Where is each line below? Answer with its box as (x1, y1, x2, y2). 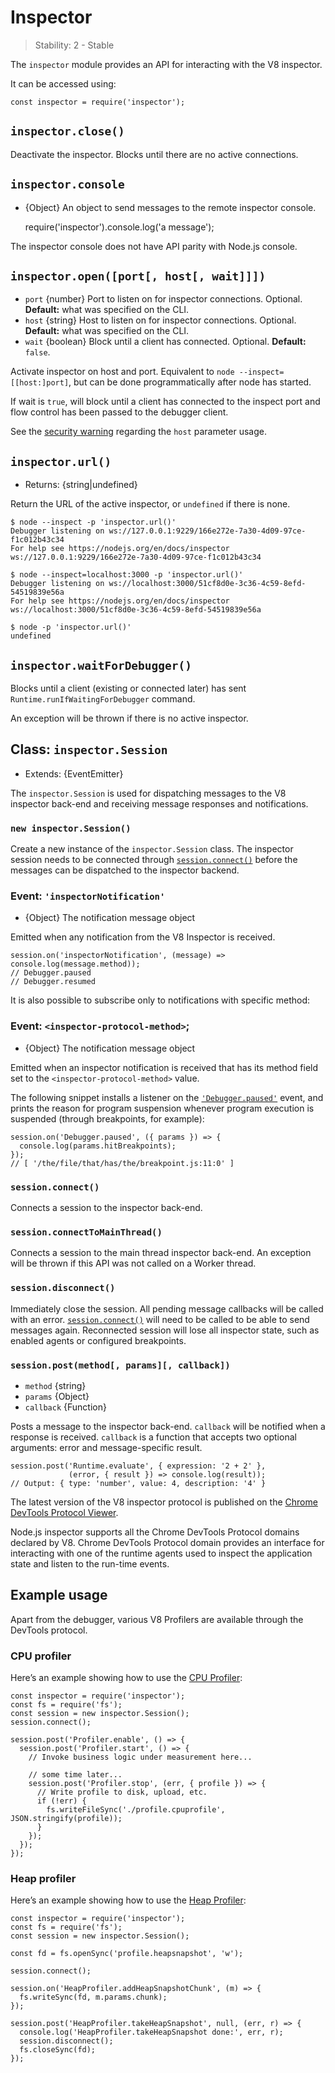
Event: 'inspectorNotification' (10, 889, 166, 903)
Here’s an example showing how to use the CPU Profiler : (10, 1672, 243, 1683)
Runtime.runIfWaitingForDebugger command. (10, 693, 196, 705)
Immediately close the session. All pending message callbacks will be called (10, 1302, 324, 1315)
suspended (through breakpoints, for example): (10, 1112, 205, 1125)
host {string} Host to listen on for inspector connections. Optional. (24, 314, 297, 326)
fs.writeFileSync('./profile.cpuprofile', (46, 1805, 226, 1815)
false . (24, 346, 51, 358)
